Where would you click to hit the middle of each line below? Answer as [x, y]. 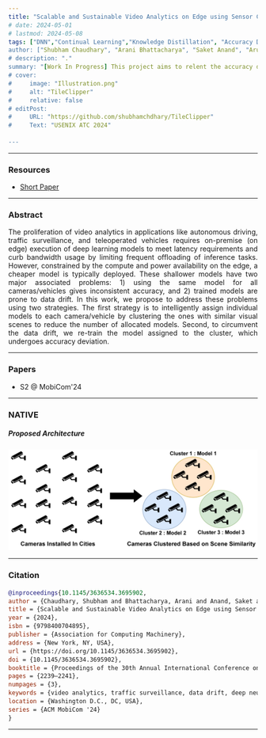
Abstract [26, 215]
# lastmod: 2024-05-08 [46, 33]
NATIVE [23, 414]
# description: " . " [40, 59]
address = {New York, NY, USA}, [61, 643]
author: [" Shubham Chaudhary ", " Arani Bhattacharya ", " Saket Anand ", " [129, 50]
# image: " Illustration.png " [63, 83]
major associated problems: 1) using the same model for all [133, 283]
